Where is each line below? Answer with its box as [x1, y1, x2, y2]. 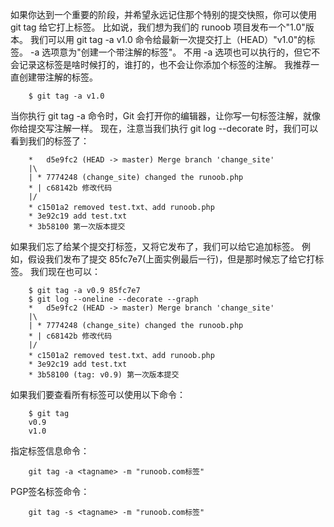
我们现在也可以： [29, 266, 101, 277]
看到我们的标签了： [10, 135, 90, 147]
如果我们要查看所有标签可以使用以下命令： [10, 389, 186, 400]
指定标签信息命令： [10, 445, 90, 457]
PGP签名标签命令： [10, 486, 90, 497]
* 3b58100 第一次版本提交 [28, 222, 126, 232]
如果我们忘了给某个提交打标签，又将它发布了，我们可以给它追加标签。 [10, 241, 300, 252]
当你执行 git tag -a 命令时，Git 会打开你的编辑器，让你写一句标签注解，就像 [10, 110, 322, 122]
